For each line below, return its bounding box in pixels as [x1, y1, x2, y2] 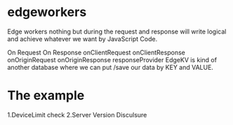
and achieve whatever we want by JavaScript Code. [7, 34, 158, 43]
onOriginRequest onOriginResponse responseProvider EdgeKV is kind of [7, 55, 218, 64]
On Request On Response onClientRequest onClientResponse [7, 48, 186, 57]
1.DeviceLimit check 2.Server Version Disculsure [7, 110, 147, 119]
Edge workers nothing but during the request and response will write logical [7, 27, 227, 36]
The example [7, 88, 85, 103]
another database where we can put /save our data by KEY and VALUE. [7, 63, 214, 71]
